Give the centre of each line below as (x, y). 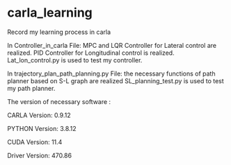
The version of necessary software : (59, 101)
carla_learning (50, 13)
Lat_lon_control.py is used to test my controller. (75, 60)
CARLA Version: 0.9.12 (39, 115)
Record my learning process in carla (59, 32)
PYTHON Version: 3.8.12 (42, 128)
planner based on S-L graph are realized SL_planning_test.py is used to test (115, 80)
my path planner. (31, 88)
